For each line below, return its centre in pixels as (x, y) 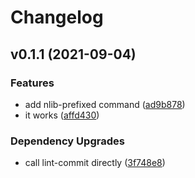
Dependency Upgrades (67, 141)
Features (32, 83)
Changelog (57, 17)
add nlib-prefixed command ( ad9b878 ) (105, 104)
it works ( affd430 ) (62, 115)
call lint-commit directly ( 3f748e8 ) (95, 163)
